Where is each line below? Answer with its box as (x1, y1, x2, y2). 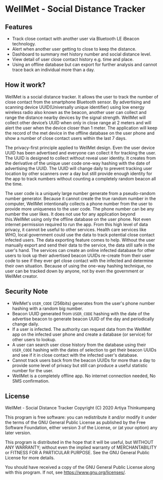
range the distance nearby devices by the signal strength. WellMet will (5, 115, 146, 120)
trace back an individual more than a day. (12, 67, 95, 73)
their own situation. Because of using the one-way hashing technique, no (5, 263, 152, 269)
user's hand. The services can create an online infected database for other (5, 247, 155, 253)
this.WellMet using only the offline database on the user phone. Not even (5, 216, 151, 222)
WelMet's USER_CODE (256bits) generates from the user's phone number (12, 300, 155, 306)
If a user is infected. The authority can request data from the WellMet (12, 326, 151, 332)
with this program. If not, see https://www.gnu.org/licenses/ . (5, 469, 126, 476)
